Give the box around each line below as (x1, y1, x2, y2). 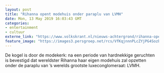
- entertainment (5, 25, 38, 30)
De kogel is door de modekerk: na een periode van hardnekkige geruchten (5, 52, 155, 58)
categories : (5, 20, 29, 26)
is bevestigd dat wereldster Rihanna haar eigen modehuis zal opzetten (5, 57, 146, 63)
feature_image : (5, 39, 36, 44)
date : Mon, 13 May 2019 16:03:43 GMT (5, 16, 82, 21)
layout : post (5, 7, 32, 12)
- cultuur (5, 30, 25, 35)
